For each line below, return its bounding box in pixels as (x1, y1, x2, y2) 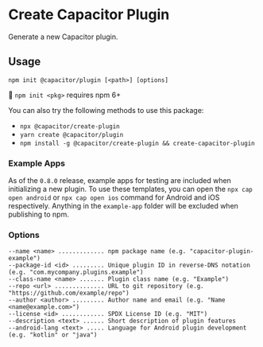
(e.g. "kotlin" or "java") (8, 331, 98, 339)
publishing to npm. (8, 209, 69, 220)
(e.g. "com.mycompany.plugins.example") (8, 268, 145, 276)
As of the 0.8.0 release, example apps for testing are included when (8, 176, 232, 185)
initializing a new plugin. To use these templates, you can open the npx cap (8, 185, 253, 194)
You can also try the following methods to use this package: (8, 105, 204, 115)
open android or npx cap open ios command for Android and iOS (8, 193, 220, 202)
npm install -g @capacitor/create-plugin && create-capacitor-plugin (19, 139, 256, 147)
